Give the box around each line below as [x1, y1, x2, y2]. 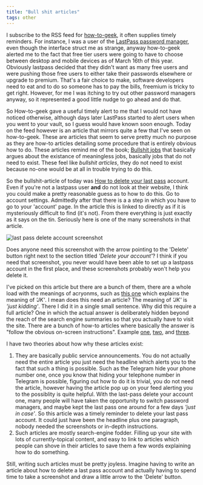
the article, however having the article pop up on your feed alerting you [15, 384, 193, 391]
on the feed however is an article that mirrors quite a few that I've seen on [6, 127, 191, 134]
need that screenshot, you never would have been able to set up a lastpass [6, 258, 194, 266]
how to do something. [15, 448, 70, 455]
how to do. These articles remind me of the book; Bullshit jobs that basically [6, 146, 196, 153]
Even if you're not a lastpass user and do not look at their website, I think [6, 183, 188, 191]
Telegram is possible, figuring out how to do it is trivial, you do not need [15, 377, 194, 385]
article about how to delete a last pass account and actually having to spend [6, 466, 197, 473]
